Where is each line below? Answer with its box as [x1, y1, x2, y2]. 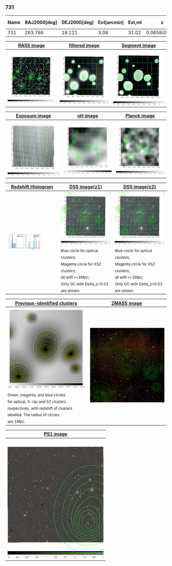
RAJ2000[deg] [25, 19, 57, 26]
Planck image [125, 113, 155, 119]
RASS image [17, 42, 45, 49]
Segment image [121, 42, 156, 49]
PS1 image [44, 431, 68, 437]
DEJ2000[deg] [61, 19, 94, 26]
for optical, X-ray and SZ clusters [7, 399, 67, 404]
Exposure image [15, 113, 51, 119]
